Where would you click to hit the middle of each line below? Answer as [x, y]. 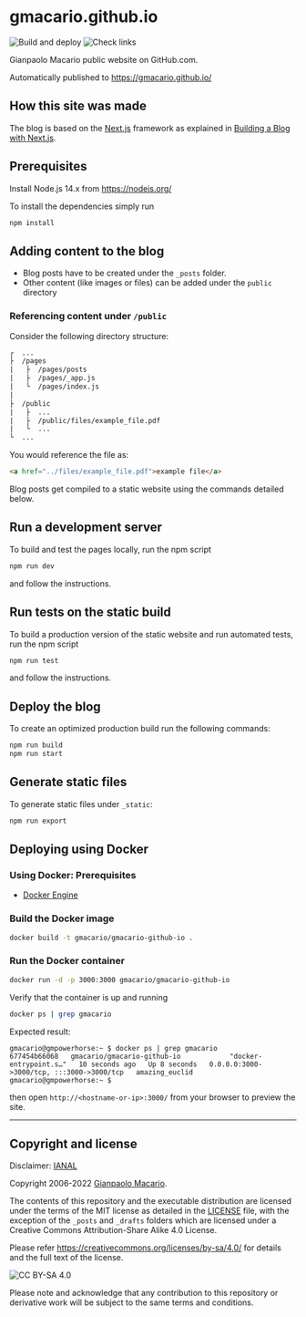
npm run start [36, 754]
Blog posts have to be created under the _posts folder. [124, 273]
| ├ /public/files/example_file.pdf [85, 420]
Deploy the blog [56, 706]
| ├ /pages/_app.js [52, 379]
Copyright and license [74, 1143]
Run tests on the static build [90, 612]
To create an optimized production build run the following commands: [140, 729]
